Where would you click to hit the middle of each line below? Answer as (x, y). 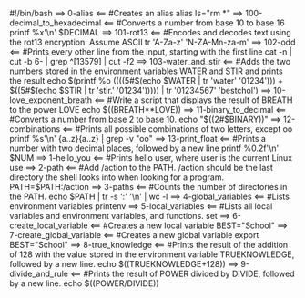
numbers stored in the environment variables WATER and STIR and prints (147, 71)
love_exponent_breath (51, 100)
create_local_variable (49, 225)
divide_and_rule (39, 273)
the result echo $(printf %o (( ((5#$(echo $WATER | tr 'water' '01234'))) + (147, 80)
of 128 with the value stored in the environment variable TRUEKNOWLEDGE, (152, 254)
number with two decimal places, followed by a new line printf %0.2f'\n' (144, 148)
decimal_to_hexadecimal (56, 23)
